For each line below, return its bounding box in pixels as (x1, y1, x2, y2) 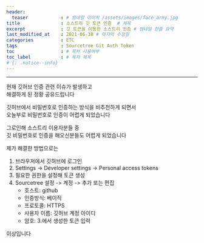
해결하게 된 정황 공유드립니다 (6, 91, 75, 98)
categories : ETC (6, 37, 75, 43)
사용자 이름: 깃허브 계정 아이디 (24, 209, 96, 216)
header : (6, 9, 26, 15)
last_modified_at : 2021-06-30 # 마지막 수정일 (6, 32, 129, 38)
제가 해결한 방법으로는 (6, 144, 59, 152)
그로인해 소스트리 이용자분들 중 (6, 124, 80, 131)
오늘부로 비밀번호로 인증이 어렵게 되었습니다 (6, 111, 110, 118)
